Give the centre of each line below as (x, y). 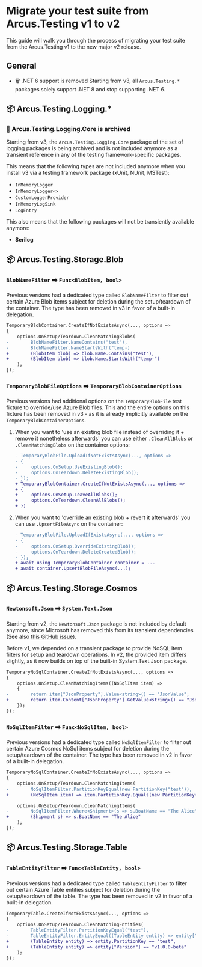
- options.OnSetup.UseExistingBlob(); (69, 467)
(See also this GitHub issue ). (41, 636)
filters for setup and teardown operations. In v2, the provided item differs (96, 654)
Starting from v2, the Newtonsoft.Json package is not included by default (96, 624)
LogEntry (26, 211)
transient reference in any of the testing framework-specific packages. (94, 155)
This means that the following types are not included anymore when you (96, 166)
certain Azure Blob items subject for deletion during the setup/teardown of (99, 302)
